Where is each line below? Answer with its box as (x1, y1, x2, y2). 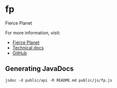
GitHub (12, 50, 27, 56)
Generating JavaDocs (5, 64, 74, 73)
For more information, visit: (5, 29, 61, 35)
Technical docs (12, 44, 44, 50)
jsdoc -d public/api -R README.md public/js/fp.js (5, 77, 113, 83)
